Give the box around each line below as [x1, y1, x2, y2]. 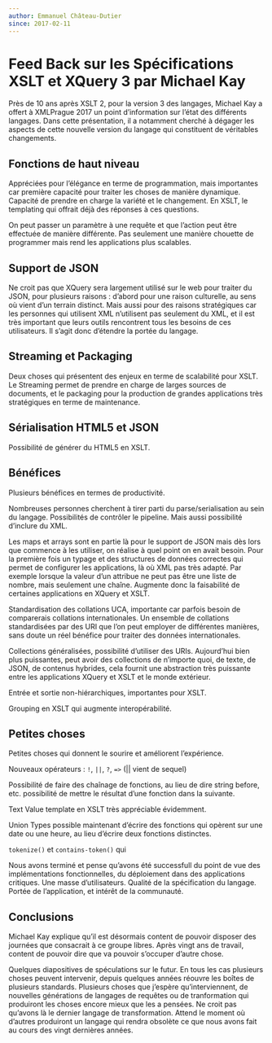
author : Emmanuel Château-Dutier [8, 11, 122, 20]
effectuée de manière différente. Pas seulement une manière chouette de [8, 229, 254, 239]
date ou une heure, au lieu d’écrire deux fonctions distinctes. [8, 829, 212, 839]
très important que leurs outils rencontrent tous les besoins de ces [8, 318, 232, 327]
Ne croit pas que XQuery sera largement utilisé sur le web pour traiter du [8, 283, 252, 293]
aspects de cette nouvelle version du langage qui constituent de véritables [8, 125, 259, 134]
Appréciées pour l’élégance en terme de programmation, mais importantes [8, 178, 259, 188]
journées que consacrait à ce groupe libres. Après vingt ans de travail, [8, 940, 244, 950]
